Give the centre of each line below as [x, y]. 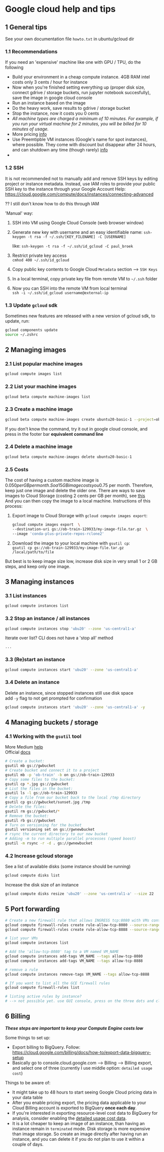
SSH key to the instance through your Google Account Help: [65, 189]
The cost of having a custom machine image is [52, 480]
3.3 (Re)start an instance [35, 659]
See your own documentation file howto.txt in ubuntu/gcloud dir [70, 39]
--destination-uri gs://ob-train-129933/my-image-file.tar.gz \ [80, 529]
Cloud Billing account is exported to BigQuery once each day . [74, 1108]
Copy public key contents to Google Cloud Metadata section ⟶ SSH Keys [85, 269]
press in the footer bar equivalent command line [54, 434]
